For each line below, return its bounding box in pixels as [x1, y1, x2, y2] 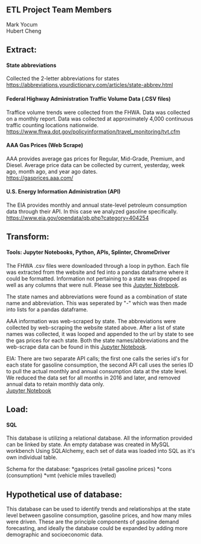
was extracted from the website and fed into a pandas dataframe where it [6, 268, 188, 276]
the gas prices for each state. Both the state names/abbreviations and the [6, 337, 189, 344]
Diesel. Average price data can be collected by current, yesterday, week [6, 161, 185, 168]
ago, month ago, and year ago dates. [6, 168, 98, 175]
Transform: [6, 232, 49, 242]
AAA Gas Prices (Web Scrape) [6, 142, 84, 149]
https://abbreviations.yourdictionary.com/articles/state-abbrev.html [6, 81, 173, 89]
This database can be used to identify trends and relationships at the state [6, 505, 191, 513]
